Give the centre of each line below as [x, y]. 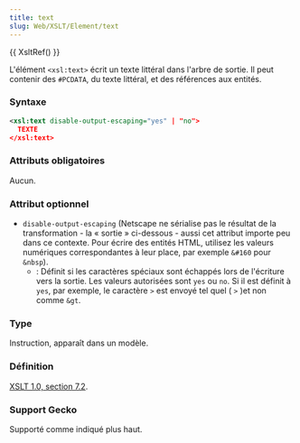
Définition [32, 366]
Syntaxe [28, 102]
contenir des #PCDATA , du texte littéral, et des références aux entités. [136, 78]
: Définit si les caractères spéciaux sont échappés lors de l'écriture [160, 272]
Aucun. [23, 180]
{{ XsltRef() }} [35, 51]
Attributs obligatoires [57, 161]
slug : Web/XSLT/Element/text [64, 26]
